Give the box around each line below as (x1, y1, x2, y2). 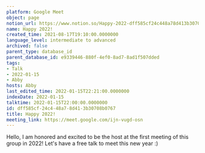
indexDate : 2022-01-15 (6, 94, 64, 100)
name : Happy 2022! (6, 26, 53, 32)
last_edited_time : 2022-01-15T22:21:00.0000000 (6, 88, 130, 94)
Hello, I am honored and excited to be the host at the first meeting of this (6, 133, 189, 141)
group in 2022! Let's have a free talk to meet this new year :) (6, 140, 159, 147)
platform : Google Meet (6, 9, 64, 15)
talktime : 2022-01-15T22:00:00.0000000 (6, 99, 108, 105)
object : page (6, 15, 40, 21)
